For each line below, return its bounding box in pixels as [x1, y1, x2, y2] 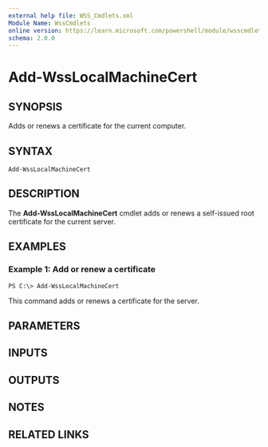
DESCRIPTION [8, 187, 80, 200]
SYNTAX [8, 144, 53, 158]
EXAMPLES [8, 240, 66, 254]
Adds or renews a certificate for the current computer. [8, 121, 187, 131]
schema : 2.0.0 [8, 34, 56, 42]
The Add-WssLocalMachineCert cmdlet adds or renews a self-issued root [8, 208, 255, 218]
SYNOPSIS [8, 100, 63, 113]
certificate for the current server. [8, 216, 116, 226]
